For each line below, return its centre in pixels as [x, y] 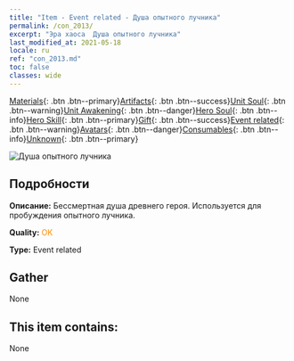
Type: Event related [45, 250]
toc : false [29, 68]
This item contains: [64, 327]
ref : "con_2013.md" [45, 59]
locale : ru [29, 51]
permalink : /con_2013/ [51, 26]
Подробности [49, 184]
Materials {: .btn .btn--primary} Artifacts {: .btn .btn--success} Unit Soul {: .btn [148, 101]
